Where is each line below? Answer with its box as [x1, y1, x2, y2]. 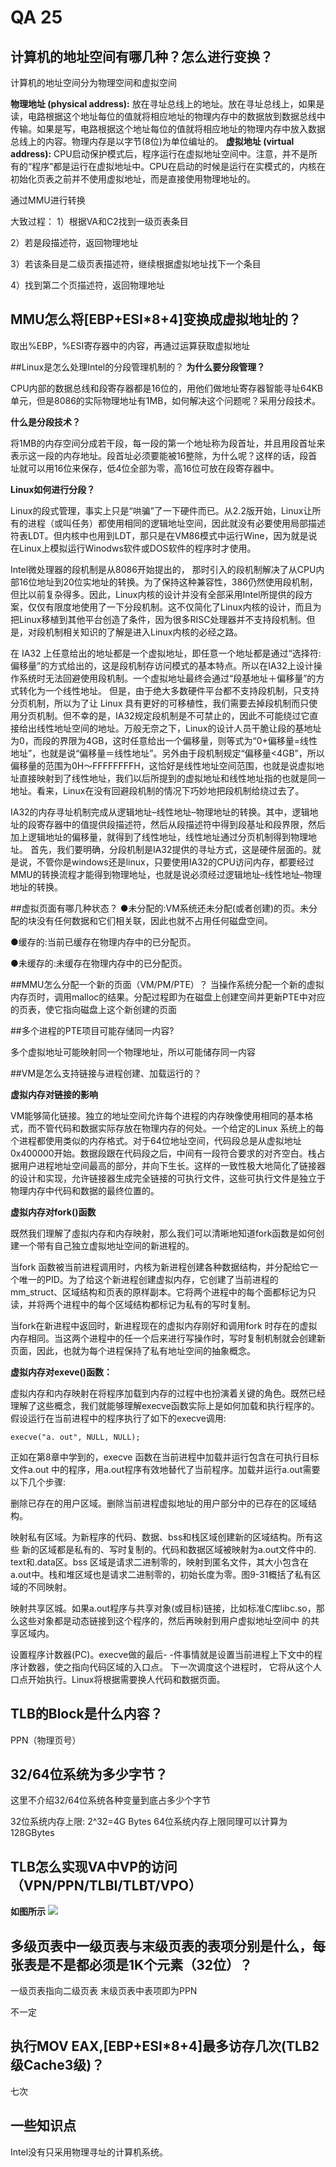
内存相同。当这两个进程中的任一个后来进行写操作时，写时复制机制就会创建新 [10, 1332, 326, 1344]
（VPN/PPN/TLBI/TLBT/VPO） [10, 1877, 202, 1894]
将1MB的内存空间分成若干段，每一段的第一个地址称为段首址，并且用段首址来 [10, 437, 326, 449]
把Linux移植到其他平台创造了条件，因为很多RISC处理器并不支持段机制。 [10, 613, 307, 625]
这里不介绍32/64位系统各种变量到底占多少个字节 [10, 1794, 211, 1806]
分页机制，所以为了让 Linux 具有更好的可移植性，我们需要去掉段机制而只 [10, 697, 310, 709]
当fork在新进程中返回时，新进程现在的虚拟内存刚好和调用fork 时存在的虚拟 [10, 1319, 318, 1331]
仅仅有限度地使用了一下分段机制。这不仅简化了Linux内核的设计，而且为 [27, 601, 322, 613]
